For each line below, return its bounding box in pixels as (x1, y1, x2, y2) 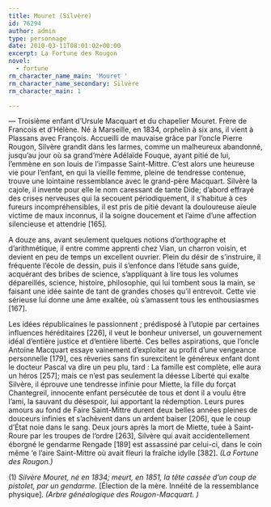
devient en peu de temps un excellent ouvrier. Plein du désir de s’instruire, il (8, 252, 261, 262)
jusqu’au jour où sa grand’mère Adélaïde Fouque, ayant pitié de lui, (8, 150, 231, 160)
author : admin (8, 27, 57, 35)
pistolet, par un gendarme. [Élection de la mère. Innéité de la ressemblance (8, 481, 260, 491)
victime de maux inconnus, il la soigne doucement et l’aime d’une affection (8, 211, 257, 221)
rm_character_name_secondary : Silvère (8, 79, 139, 87)
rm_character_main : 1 (8, 87, 82, 95)
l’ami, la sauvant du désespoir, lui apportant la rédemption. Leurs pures (8, 397, 245, 407)
